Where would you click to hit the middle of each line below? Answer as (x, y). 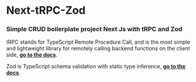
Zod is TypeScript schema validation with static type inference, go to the (96, 66)
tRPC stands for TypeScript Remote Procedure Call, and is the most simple (98, 42)
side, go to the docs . (32, 55)
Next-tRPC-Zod (46, 10)
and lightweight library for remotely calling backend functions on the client (98, 48)
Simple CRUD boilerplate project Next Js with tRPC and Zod (94, 29)
